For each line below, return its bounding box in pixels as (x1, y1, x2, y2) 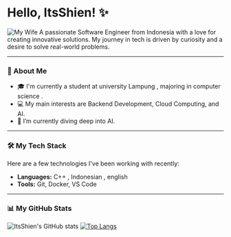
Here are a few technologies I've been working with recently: (7, 159, 180, 168)
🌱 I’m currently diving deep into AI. (16, 117, 115, 125)
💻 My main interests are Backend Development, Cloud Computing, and (16, 100, 219, 108)
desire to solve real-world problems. (7, 43, 110, 51)
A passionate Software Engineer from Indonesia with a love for (38, 27, 217, 36)
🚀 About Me (7, 66, 47, 76)
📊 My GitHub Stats (7, 204, 72, 214)
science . (16, 92, 43, 100)
